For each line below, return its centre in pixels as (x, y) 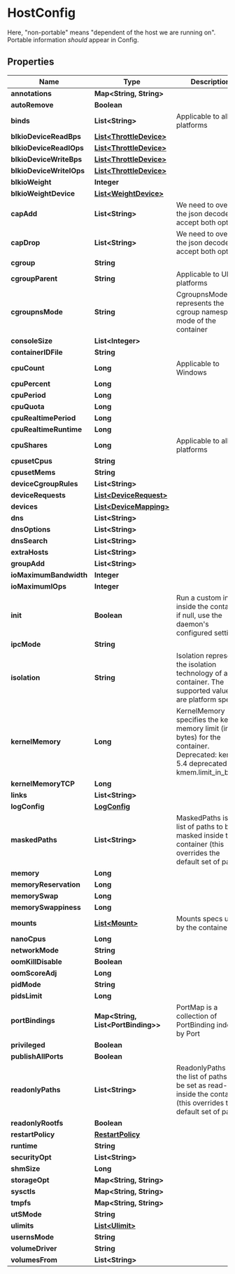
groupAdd (28, 563)
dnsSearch (29, 540)
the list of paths (201, 1076)
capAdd (24, 213)
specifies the (197, 719)
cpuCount (28, 368)
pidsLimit (27, 995)
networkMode (35, 950)
